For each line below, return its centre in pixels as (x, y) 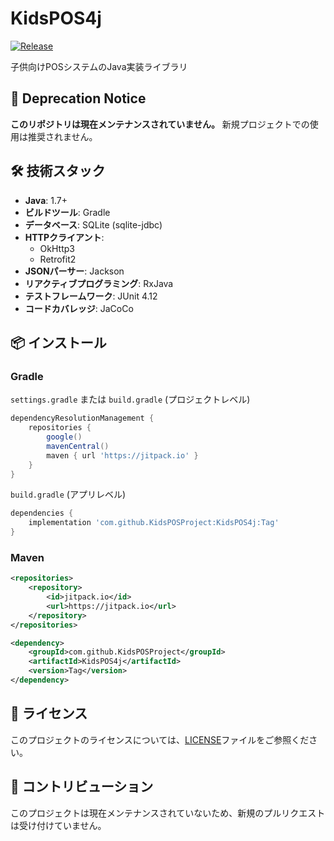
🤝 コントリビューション (82, 787)
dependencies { (42, 513)
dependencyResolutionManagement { (82, 418)
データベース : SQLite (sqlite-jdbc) (93, 224)
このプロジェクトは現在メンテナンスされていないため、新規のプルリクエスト (168, 813)
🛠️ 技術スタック (58, 171)
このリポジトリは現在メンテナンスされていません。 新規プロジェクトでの (160, 124)
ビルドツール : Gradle (67, 212)
